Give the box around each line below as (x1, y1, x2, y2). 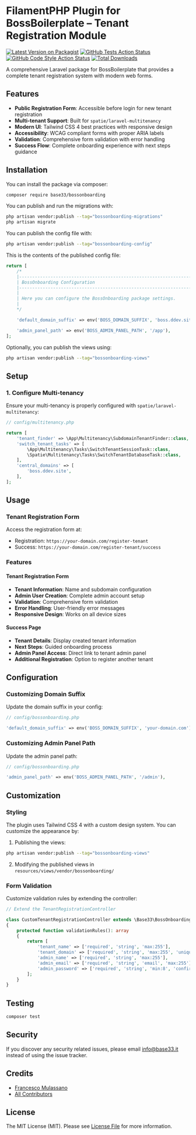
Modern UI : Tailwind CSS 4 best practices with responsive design (14, 123, 173, 130)
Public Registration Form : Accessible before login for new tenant (14, 104, 172, 112)
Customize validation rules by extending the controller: (6, 895, 138, 902)
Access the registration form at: (6, 526, 82, 533)
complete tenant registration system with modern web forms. (6, 72, 153, 79)
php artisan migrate (6, 219, 57, 225)
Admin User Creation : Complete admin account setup (14, 592, 145, 599)
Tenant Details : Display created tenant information (14, 637, 136, 644)
